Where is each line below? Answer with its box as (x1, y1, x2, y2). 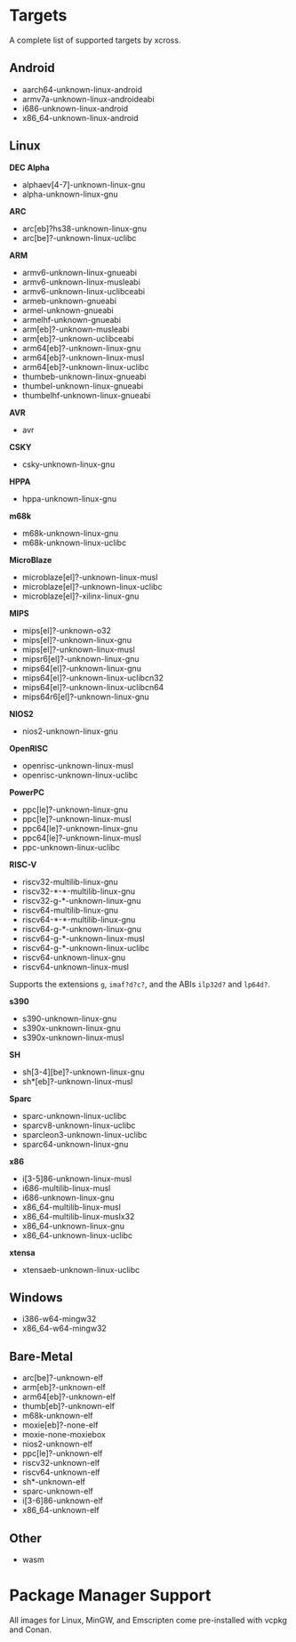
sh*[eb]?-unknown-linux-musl (21, 1075, 133, 1086)
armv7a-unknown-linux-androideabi (21, 93, 155, 104)
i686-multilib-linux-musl (21, 1182, 111, 1193)
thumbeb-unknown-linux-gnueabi (21, 371, 147, 382)
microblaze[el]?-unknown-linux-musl (21, 571, 158, 583)
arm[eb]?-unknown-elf (21, 1382, 107, 1393)
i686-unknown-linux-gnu (21, 1192, 115, 1203)
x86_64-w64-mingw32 (21, 1323, 107, 1334)
